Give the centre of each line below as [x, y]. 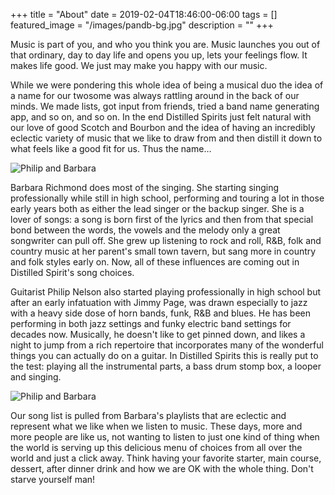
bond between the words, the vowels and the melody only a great [145, 230]
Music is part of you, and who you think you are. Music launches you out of [165, 44]
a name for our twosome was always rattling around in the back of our [155, 95]
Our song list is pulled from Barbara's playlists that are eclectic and [148, 415]
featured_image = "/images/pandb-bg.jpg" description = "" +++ [142, 25]
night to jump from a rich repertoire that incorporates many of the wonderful [167, 345]
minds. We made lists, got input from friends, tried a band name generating [165, 106]
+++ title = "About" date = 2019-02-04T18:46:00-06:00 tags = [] [144, 14]
